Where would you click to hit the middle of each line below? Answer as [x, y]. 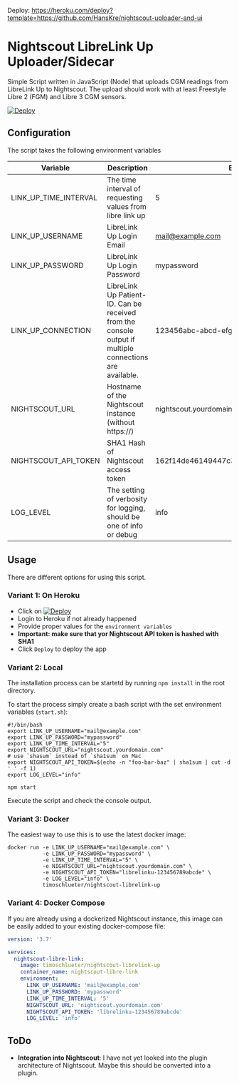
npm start [22, 787]
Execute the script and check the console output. [79, 801]
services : [22, 952]
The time [121, 180]
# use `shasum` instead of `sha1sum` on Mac [74, 756]
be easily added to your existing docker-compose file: [86, 926]
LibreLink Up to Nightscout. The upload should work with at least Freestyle [117, 89]
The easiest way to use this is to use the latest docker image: [97, 834]
